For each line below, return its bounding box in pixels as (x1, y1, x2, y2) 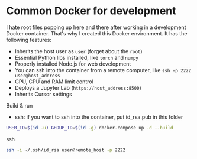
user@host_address (14, 73, 60, 79)
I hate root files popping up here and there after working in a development (6, 24, 186, 31)
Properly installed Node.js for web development (14, 60, 131, 67)
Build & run (6, 102, 33, 109)
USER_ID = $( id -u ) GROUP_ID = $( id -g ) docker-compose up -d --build (6, 125, 173, 131)
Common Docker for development (6, 4, 176, 18)
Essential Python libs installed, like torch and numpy (14, 54, 139, 61)
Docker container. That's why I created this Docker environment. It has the (6, 30, 188, 37)
